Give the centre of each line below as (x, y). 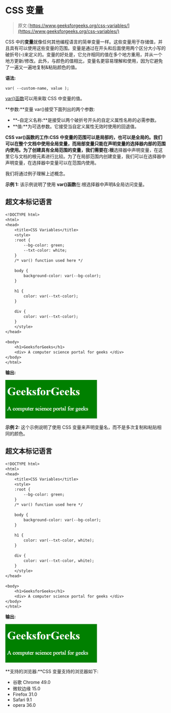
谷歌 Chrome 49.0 (32, 682)
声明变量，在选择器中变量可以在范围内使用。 (52, 162)
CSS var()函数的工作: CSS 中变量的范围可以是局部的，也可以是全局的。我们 (84, 137)
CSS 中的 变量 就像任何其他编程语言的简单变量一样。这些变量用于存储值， (82, 42)
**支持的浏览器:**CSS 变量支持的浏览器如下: (52, 671)
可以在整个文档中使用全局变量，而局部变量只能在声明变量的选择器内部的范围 (85, 144)
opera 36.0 (24, 705)
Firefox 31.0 (25, 694)
